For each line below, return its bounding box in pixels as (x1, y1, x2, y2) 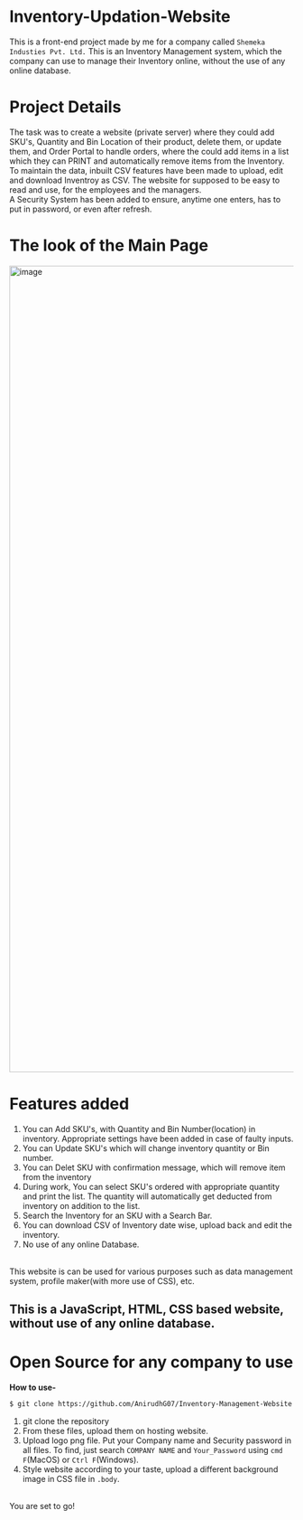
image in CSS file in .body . (22, 1473, 120, 1484)
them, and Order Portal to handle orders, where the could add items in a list (9, 146, 289, 156)
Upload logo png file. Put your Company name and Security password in (22, 1435, 291, 1446)
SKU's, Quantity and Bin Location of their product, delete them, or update (9, 136, 282, 146)
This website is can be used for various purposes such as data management (9, 1266, 293, 1277)
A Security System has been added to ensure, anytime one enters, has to (9, 194, 281, 204)
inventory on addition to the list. (22, 1200, 141, 1211)
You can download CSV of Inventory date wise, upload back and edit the (22, 1219, 293, 1231)
